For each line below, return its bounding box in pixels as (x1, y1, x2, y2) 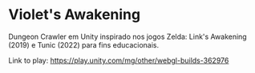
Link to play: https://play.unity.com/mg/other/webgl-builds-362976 (8, 56, 229, 65)
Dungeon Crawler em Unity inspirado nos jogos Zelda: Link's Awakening (8, 32, 247, 41)
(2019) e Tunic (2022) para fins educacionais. (8, 40, 160, 49)
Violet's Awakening (8, 6, 141, 24)
